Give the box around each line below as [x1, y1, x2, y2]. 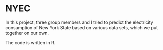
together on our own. [5, 30, 49, 36]
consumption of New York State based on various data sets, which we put [5, 24, 158, 30]
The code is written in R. [5, 39, 56, 45]
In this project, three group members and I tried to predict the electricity [5, 19, 154, 25]
